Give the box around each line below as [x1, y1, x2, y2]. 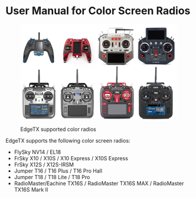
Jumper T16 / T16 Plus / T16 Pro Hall [14, 167, 103, 174]
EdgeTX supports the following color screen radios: [5, 137, 130, 144]
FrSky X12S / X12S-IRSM [14, 161, 74, 168]
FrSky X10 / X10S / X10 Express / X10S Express [14, 154, 128, 161]
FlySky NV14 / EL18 [14, 148, 61, 156]
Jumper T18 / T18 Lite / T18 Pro [14, 173, 90, 180]
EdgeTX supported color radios [20, 126, 97, 133]
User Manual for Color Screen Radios [5, 4, 191, 18]
